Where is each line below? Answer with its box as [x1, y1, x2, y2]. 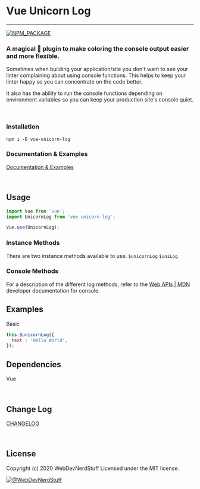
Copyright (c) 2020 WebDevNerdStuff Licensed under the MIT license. [6, 465, 180, 472]
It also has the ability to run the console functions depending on [6, 90, 162, 97]
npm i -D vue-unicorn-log [6, 136, 70, 142]
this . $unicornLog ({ [6, 331, 55, 338]
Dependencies [6, 359, 61, 370]
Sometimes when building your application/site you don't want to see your [6, 66, 189, 73]
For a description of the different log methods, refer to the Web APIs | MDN [6, 281, 190, 288]
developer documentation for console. [6, 287, 100, 294]
